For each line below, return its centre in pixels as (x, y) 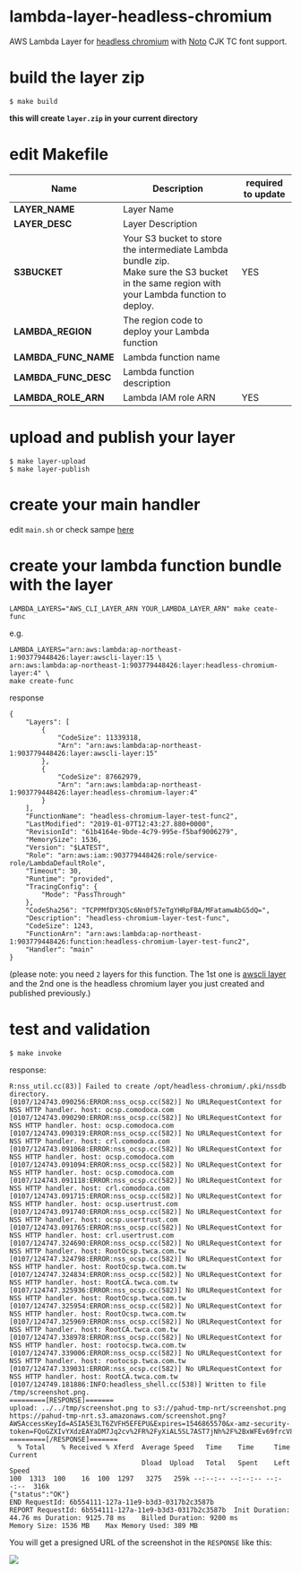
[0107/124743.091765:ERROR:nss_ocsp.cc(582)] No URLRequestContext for (146, 1227)
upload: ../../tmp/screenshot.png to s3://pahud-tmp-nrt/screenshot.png (148, 1408)
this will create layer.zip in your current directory (104, 117)
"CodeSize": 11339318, (99, 737)
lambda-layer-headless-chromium (141, 17)
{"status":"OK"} (39, 1494)
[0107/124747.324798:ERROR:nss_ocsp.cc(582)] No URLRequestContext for (146, 1259)
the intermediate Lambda (175, 249)
